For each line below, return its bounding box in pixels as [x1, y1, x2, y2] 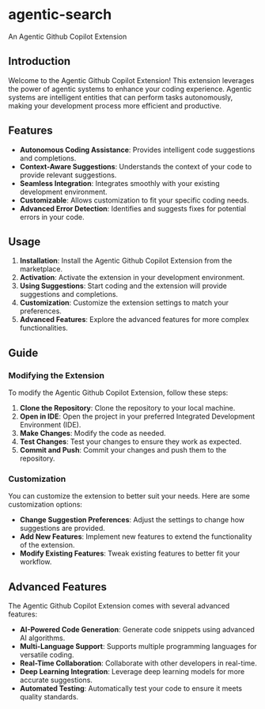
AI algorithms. [19, 633, 66, 643]
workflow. [19, 557, 52, 567]
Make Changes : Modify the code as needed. [19, 429, 166, 438]
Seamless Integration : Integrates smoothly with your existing [19, 178, 220, 188]
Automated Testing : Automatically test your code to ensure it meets [19, 684, 243, 693]
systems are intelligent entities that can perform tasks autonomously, [8, 93, 233, 102]
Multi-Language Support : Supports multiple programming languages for [19, 642, 257, 651]
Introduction [8, 55, 71, 68]
